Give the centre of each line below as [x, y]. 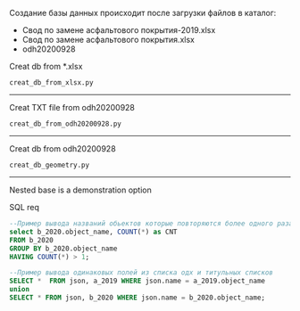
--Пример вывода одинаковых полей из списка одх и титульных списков [142, 273]
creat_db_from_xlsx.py [51, 83]
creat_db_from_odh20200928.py [66, 124]
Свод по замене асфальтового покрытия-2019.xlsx [119, 30]
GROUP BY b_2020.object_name [63, 249]
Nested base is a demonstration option [80, 190]
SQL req [25, 207]
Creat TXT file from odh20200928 [72, 107]
